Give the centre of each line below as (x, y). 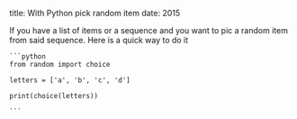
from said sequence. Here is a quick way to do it (99, 40)
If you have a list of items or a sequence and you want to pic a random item (148, 30)
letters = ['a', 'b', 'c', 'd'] (70, 80)
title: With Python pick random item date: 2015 (95, 13)
